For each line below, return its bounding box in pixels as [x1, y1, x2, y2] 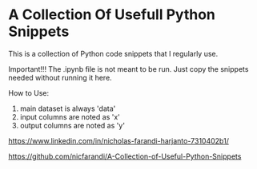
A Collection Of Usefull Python [8, 6, 216, 24]
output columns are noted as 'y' [19, 120, 126, 130]
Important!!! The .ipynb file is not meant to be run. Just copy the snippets [8, 64, 249, 73]
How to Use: [8, 88, 50, 97]
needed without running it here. [8, 73, 112, 82]
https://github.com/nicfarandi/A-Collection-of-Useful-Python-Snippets [8, 151, 242, 161]
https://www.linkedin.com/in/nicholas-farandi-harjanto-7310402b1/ [8, 136, 230, 145]
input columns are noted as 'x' [19, 112, 120, 121]
